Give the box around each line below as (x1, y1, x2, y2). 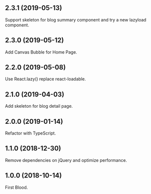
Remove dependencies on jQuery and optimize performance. (5, 157, 127, 163)
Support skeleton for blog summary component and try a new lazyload (5, 17, 147, 22)
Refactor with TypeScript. (5, 130, 56, 136)
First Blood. (5, 184, 28, 190)
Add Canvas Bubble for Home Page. (5, 49, 78, 55)
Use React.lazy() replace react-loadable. (5, 76, 86, 82)
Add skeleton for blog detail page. (5, 103, 73, 109)
